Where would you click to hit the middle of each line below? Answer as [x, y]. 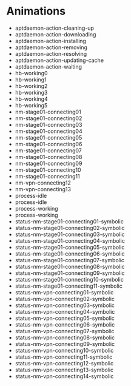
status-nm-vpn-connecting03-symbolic [65, 305]
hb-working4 [32, 99]
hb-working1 [31, 80]
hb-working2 [31, 86]
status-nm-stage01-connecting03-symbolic [70, 234]
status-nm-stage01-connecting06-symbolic [70, 254]
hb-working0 [31, 73]
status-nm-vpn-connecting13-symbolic [64, 370]
